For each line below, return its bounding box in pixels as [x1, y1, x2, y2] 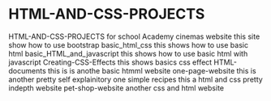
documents [8, 65, 46, 75]
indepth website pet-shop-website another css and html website [8, 82, 225, 93]
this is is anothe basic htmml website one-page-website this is [47, 65, 257, 75]
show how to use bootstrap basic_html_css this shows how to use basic [8, 40, 249, 49]
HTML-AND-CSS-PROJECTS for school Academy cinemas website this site [8, 32, 260, 41]
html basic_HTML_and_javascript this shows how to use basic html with [8, 48, 248, 58]
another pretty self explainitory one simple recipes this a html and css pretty [8, 74, 264, 84]
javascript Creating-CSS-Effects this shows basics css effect [8, 57, 213, 67]
